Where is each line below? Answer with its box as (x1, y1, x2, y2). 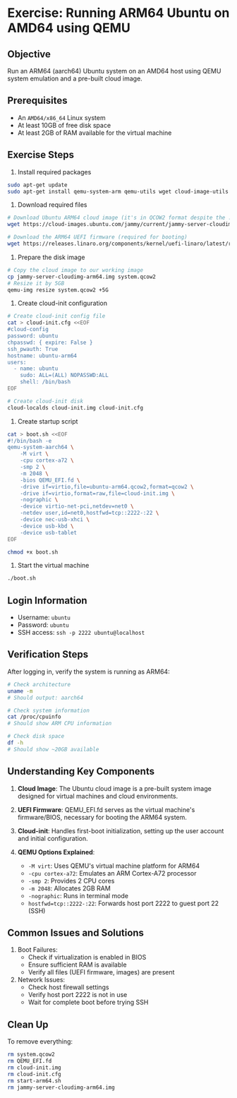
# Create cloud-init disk (7, 398, 83, 405)
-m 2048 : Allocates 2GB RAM (28, 884, 111, 893)
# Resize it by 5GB (7, 280, 65, 287)
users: (7, 359, 27, 366)
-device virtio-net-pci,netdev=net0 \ (20, 503, 134, 510)
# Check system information (7, 707, 90, 714)
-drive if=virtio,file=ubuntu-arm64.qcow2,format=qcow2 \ (20, 483, 194, 490)
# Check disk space (7, 733, 65, 740)
